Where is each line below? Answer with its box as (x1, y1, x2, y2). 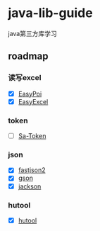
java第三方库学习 (8, 29, 57, 38)
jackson (18, 182, 42, 191)
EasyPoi (18, 89, 42, 98)
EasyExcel (18, 97, 49, 106)
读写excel (8, 73, 42, 83)
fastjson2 (18, 166, 46, 174)
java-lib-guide (8, 5, 94, 21)
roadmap (8, 50, 49, 62)
